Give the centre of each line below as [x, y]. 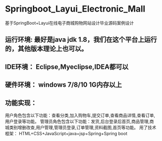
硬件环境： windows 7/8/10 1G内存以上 [64, 85]
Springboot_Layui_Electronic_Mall [75, 9]
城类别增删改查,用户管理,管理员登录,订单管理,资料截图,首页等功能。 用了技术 [81, 127]
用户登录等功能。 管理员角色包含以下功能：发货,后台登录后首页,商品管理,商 [80, 121]
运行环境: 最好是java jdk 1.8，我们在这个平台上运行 [81, 40]
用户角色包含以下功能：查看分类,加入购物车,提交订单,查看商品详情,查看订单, [80, 115]
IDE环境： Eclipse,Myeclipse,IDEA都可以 [67, 67]
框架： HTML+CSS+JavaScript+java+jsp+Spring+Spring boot [66, 133]
